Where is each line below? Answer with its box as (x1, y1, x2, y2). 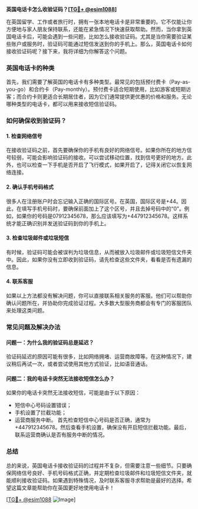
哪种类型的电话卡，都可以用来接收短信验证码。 (6, 100, 120, 108)
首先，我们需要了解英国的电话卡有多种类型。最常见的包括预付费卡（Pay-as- (6, 78, 191, 86)
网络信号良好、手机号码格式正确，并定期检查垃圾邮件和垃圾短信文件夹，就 (11, 469, 192, 477)
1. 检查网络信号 (6, 132, 42, 139)
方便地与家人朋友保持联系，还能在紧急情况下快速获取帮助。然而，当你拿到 (6, 26, 187, 32)
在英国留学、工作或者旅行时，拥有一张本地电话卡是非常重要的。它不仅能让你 (6, 18, 192, 25)
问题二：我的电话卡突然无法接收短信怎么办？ (6, 375, 115, 382)
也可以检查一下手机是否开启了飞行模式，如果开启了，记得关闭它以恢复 (16, 162, 187, 169)
